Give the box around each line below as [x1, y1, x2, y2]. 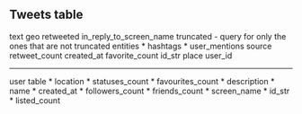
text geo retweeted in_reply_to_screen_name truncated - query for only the [9, 31, 287, 41]
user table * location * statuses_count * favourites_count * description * [9, 75, 275, 86]
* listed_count [9, 94, 61, 106]
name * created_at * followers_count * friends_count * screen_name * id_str [9, 85, 290, 96]
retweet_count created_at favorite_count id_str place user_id [9, 49, 233, 61]
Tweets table [9, 7, 84, 22]
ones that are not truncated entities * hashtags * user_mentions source [9, 40, 272, 51]
